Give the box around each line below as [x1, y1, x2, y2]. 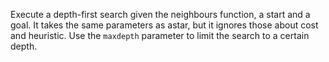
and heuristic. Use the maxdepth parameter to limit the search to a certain [10, 30, 310, 41]
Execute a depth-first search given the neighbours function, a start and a [10, 9, 311, 20]
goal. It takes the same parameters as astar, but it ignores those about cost [10, 19, 319, 31]
